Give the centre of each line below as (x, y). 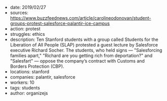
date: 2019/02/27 (28, 7)
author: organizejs (29, 93)
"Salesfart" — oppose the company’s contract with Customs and (77, 61)
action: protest (25, 29)
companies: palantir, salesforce (43, 77)
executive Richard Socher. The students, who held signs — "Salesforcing (86, 50)
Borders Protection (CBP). (37, 66)
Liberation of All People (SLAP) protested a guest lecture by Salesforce (84, 45)
